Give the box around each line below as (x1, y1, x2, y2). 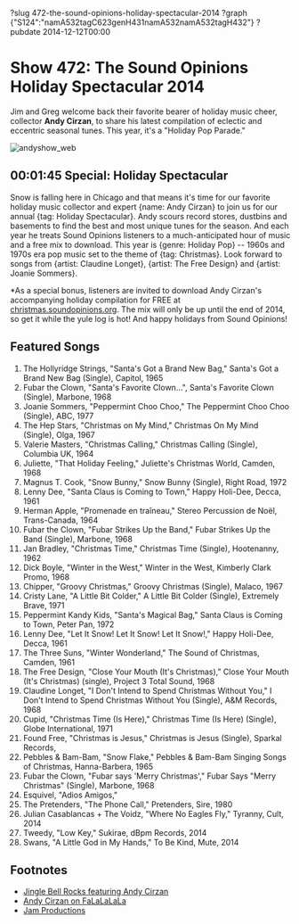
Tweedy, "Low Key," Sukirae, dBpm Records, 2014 (22, 827, 207, 837)
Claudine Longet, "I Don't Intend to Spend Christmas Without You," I (22, 685, 272, 696)
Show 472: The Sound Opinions (10, 58, 249, 78)
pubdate (10, 27, 41, 37)
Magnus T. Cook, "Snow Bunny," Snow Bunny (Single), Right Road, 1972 (22, 476, 287, 487)
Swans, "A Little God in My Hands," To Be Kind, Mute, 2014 (22, 837, 239, 847)
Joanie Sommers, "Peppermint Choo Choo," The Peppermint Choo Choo (22, 400, 290, 411)
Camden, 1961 (22, 656, 75, 667)
